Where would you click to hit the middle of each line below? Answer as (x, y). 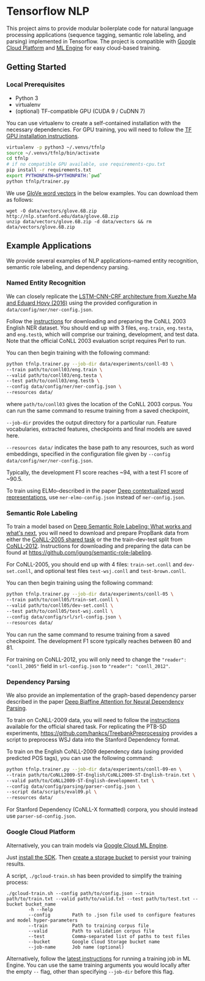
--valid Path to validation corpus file (91, 931)
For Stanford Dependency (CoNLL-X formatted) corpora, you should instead (102, 810)
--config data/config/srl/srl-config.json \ (64, 617)
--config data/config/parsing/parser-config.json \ (73, 787)
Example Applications (49, 246)
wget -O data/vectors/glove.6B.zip (52, 211)
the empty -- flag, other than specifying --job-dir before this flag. (90, 971)
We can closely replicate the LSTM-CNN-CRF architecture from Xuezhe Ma (102, 296)
